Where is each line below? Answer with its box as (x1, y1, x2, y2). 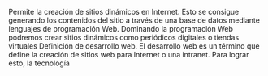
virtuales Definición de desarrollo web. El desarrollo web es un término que (8, 41, 260, 51)
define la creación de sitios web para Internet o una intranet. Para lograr (8, 50, 249, 59)
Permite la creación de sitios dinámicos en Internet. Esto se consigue (8, 7, 240, 16)
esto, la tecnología (8, 58, 71, 68)
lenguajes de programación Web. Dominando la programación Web (8, 24, 234, 33)
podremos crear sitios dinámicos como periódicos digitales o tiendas (8, 32, 240, 42)
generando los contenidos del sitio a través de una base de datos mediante (8, 15, 260, 25)
